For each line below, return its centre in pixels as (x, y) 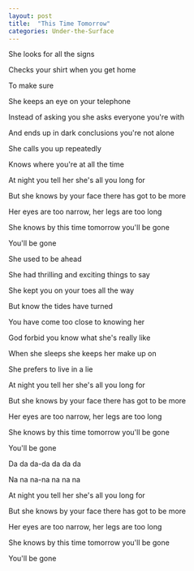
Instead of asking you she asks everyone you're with (97, 117)
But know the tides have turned (61, 307)
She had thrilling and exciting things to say (79, 275)
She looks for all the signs (52, 54)
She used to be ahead (45, 259)
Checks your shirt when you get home (72, 70)
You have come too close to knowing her (77, 322)
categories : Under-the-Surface (61, 31)
